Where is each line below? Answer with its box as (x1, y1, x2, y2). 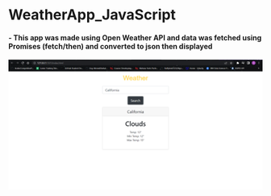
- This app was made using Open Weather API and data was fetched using (8, 32, 262, 42)
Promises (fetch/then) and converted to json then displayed (8, 41, 213, 51)
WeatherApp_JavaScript (8, 6, 176, 24)
